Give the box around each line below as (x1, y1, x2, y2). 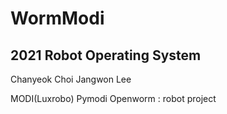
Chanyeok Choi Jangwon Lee (10, 73, 132, 85)
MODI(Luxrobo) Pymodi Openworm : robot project (10, 93, 217, 104)
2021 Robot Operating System (10, 47, 202, 64)
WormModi (10, 7, 105, 30)
